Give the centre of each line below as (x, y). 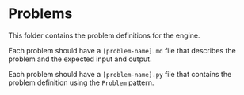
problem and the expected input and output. (80, 59)
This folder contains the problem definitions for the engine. (104, 35)
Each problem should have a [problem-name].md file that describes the (122, 50)
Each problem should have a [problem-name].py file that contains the (120, 74)
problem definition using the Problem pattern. (81, 82)
